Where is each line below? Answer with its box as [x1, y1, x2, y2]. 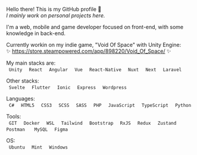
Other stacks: [6, 77, 39, 84]
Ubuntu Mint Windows [8, 144, 68, 150]
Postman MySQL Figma [6, 126, 68, 132]
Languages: [6, 95, 35, 102]
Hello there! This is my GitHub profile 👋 [6, 6, 102, 12]
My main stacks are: [6, 59, 56, 67]
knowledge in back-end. [6, 30, 66, 37]
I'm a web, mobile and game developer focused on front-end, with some [6, 24, 183, 30]
